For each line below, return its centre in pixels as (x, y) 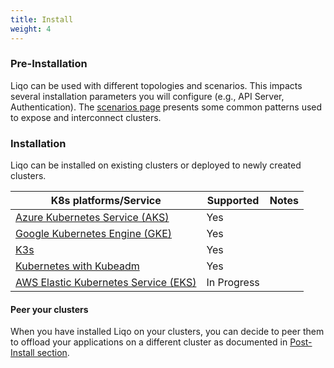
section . (53, 353)
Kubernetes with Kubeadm (77, 266)
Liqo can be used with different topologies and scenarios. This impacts (156, 85)
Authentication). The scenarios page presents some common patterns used (166, 107)
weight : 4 (31, 29)
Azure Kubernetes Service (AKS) (92, 218)
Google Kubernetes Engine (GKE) (94, 234)
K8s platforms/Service (106, 201)
